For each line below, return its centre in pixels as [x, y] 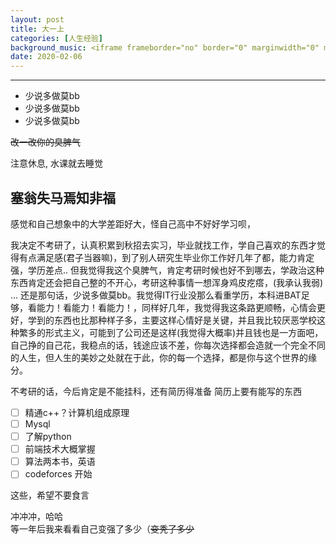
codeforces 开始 [58, 474]
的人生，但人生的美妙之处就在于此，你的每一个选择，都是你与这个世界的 [159, 357]
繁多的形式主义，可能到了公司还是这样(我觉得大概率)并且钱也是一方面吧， [171, 332]
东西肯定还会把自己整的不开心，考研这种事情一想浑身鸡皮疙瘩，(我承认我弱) [167, 282]
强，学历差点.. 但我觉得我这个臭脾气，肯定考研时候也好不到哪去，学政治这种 [167, 270]
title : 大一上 [37, 29]
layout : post [37, 19]
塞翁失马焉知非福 [63, 197]
